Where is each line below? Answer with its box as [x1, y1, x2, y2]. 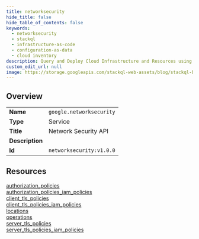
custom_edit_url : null [6, 63, 62, 70]
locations [6, 207, 28, 214]
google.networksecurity [48, 109, 115, 115]
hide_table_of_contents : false [6, 20, 84, 25]
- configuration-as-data [11, 47, 73, 53]
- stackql [11, 36, 36, 42]
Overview [6, 91, 43, 101]
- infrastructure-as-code [11, 42, 76, 48]
